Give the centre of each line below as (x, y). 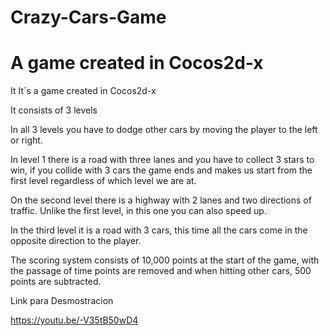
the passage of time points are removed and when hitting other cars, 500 (161, 271)
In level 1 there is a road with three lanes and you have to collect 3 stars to (162, 160)
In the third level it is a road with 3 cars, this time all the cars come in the (159, 230)
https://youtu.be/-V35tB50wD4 (74, 320)
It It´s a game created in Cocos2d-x (83, 91)
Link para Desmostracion (62, 301)
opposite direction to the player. (76, 241)
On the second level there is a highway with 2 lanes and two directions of (161, 200)
